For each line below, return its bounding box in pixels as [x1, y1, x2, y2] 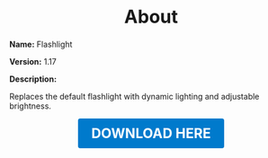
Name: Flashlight [9, 39, 73, 50]
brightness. [9, 101, 52, 111]
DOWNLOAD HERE [91, 125, 211, 143]
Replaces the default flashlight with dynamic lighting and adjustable [9, 92, 260, 102]
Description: [9, 74, 57, 84]
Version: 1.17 [9, 57, 57, 67]
